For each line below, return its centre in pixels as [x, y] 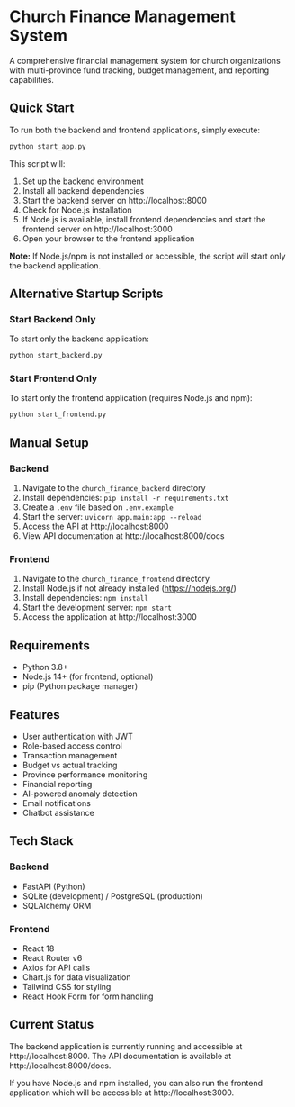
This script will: [37, 163]
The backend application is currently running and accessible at [126, 1046]
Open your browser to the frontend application [108, 238]
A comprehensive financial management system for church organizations [145, 60]
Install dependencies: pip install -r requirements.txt [125, 498]
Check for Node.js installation [77, 210]
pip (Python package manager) [80, 686]
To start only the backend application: [80, 339]
